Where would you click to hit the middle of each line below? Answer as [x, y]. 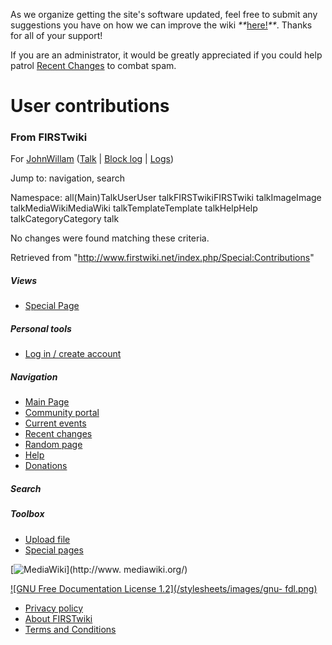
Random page [53, 445]
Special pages [54, 550]
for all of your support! [56, 35]
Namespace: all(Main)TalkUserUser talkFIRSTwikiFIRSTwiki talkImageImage [166, 198]
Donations [46, 466]
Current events [55, 423]
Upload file [47, 539]
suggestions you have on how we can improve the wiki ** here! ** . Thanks [161, 25]
